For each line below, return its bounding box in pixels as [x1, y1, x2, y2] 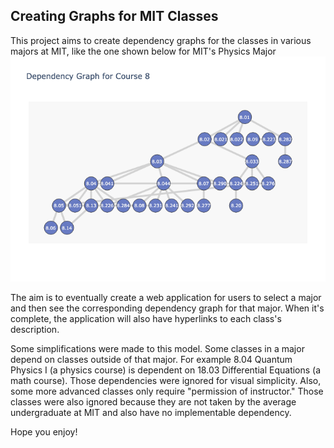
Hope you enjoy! [10, 425, 78, 438]
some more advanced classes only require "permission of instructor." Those [10, 385, 324, 397]
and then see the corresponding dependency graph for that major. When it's [10, 302, 325, 314]
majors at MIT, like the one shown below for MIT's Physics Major [10, 45, 277, 57]
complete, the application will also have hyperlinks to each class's [10, 312, 282, 324]
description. [10, 323, 60, 335]
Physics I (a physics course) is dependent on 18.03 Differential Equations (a [10, 364, 322, 376]
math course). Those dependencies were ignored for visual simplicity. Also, [10, 374, 322, 386]
